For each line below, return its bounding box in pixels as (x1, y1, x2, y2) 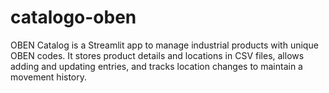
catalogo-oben (10, 6, 137, 29)
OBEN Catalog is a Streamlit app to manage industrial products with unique (10, 39, 319, 51)
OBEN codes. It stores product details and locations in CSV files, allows (10, 49, 305, 61)
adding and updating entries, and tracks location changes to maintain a (10, 60, 303, 72)
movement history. (10, 71, 88, 83)
